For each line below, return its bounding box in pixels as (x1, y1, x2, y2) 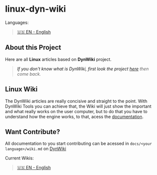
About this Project (5, 43, 61, 52)
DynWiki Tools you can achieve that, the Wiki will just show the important (5, 103, 152, 109)
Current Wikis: (5, 155, 34, 161)
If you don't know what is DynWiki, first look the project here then (17, 66, 149, 72)
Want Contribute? (5, 128, 60, 136)
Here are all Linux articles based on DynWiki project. (5, 56, 112, 62)
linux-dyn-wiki (5, 3, 66, 15)
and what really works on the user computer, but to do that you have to (5, 108, 148, 114)
